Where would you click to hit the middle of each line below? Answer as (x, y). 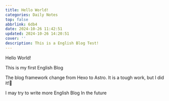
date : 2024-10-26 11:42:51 (34, 29)
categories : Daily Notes (32, 15)
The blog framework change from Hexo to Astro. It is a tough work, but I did (85, 78)
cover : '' (16, 39)
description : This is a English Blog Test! (52, 43)
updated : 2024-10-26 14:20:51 (37, 34)
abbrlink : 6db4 (21, 24)
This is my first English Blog (34, 67)
